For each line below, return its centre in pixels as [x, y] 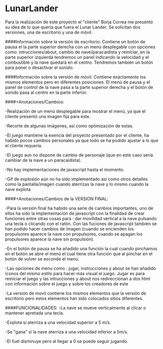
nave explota [18, 189]
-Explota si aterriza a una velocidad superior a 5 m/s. [58, 322]
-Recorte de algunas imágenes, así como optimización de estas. [69, 126]
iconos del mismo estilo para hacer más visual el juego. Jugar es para [75, 273]
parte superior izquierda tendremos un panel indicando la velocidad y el [77, 57]
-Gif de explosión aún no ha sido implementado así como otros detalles [76, 179]
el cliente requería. [24, 145]
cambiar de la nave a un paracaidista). [43, 160]
